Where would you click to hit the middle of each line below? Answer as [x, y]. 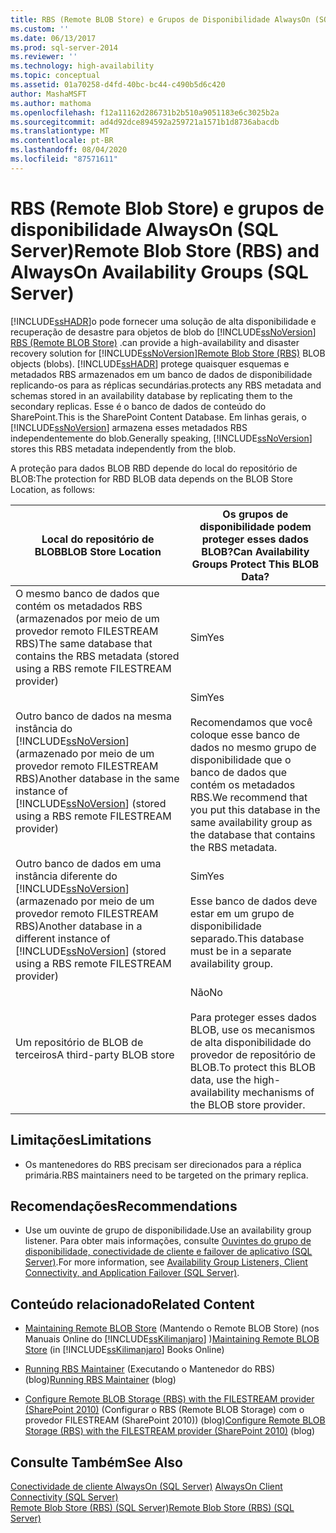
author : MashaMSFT [48, 94]
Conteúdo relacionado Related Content [132, 1304]
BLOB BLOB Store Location [98, 551]
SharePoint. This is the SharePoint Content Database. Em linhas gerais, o [158, 417]
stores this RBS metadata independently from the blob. [123, 448]
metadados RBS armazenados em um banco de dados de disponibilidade [161, 374]
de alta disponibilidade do [250, 1042]
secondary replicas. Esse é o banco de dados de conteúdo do [138, 406]
